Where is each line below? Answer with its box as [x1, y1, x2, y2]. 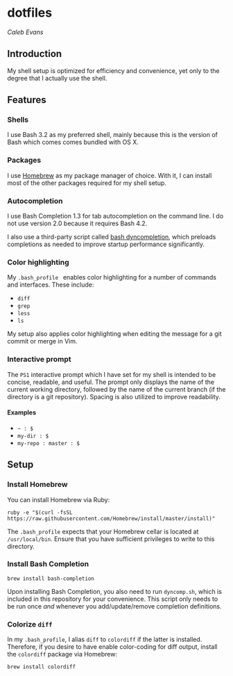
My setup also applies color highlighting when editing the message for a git [7, 330, 222, 338]
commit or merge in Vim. [7, 337, 78, 346]
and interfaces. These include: [7, 280, 94, 289]
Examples [7, 408, 37, 417]
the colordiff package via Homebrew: [7, 650, 118, 659]
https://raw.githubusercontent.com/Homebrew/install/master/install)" [7, 515, 216, 522]
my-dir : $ [17, 433, 49, 440]
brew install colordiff [7, 663, 76, 670]
